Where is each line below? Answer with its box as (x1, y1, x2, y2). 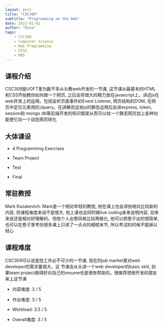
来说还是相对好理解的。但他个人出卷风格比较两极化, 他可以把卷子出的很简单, (5, 215, 159, 221)
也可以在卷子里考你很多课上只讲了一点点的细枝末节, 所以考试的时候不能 (5, 221, 149, 228)
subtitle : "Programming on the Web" (5, 16, 80, 21)
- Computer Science (14, 39, 54, 44)
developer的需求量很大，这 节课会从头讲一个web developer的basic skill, (5, 263, 151, 269)
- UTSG (14, 48, 27, 53)
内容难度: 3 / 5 (12, 286, 42, 292)
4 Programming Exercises (12, 145, 65, 151)
